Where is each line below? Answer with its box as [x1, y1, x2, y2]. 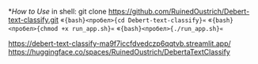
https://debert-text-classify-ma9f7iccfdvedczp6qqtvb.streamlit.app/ [8, 39, 231, 48]
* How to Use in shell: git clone [8, 7, 107, 16]
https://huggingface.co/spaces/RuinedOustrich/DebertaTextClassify [8, 47, 231, 56]
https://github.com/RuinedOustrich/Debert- [108, 7, 250, 16]
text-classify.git [8, 15, 59, 24]
